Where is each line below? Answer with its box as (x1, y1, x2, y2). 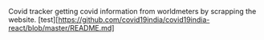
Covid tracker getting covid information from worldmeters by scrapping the (8, 7, 257, 16)
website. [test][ (8, 15, 59, 24)
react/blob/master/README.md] (8, 24, 115, 32)
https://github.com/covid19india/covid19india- (58, 15, 210, 24)
